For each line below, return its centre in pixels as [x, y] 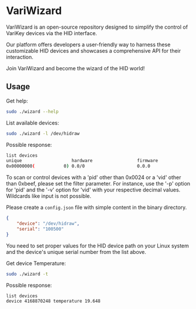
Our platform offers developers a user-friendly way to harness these [88, 44]
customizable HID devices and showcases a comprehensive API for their [94, 50]
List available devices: [33, 123]
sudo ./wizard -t [27, 274]
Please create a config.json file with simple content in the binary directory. [97, 207]
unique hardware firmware [82, 161]
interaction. [20, 57]
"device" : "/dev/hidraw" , [48, 224]
